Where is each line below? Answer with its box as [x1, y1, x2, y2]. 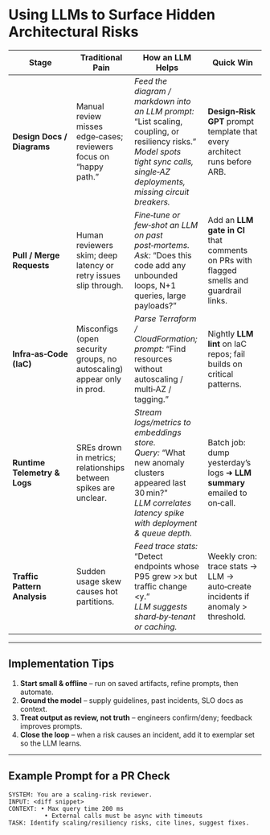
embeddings [133, 427, 182, 438]
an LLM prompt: [133, 105, 194, 117]
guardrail [207, 284, 242, 296]
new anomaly [133, 457, 185, 468]
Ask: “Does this [133, 250, 192, 261]
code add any [133, 259, 186, 271]
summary [207, 477, 245, 488]
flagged [207, 264, 237, 275]
